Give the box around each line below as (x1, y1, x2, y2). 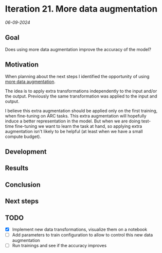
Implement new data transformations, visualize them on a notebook (12, 226, 147, 232)
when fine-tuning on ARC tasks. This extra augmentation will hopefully (5, 113, 147, 118)
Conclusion (5, 181, 41, 189)
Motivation (5, 61, 39, 69)
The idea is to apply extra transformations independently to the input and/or (5, 88, 157, 94)
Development (5, 147, 47, 156)
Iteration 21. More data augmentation (5, 3, 158, 15)
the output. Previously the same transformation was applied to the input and (5, 93, 157, 99)
